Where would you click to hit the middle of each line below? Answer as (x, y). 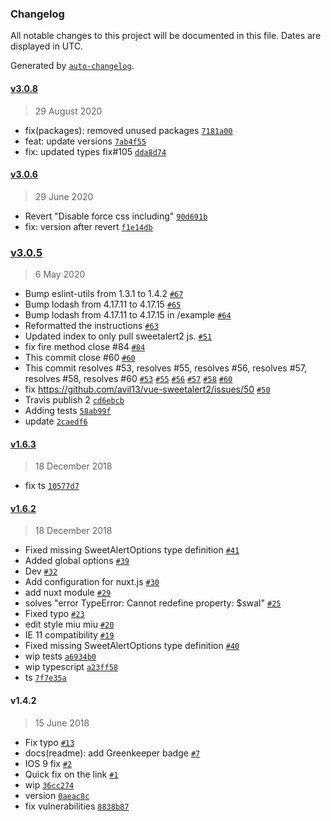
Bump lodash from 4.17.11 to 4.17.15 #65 (103, 304)
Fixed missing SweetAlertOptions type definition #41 (132, 550)
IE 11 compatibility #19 (69, 635)
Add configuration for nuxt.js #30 (92, 582)
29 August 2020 (68, 111)
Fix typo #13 (49, 742)
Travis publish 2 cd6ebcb (74, 400)
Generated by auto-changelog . (72, 66)
